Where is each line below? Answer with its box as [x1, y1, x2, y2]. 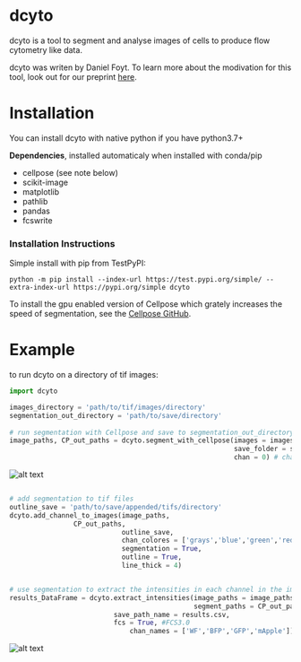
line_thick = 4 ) [121, 562, 182, 571]
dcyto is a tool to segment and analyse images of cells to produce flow [9, 35, 271, 46]
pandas [21, 205, 51, 216]
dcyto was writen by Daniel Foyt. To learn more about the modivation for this [9, 62, 292, 73]
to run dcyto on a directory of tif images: [9, 370, 159, 380]
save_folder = [233, 445, 287, 454]
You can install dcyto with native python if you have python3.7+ [9, 132, 244, 144]
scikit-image [21, 177, 69, 187]
